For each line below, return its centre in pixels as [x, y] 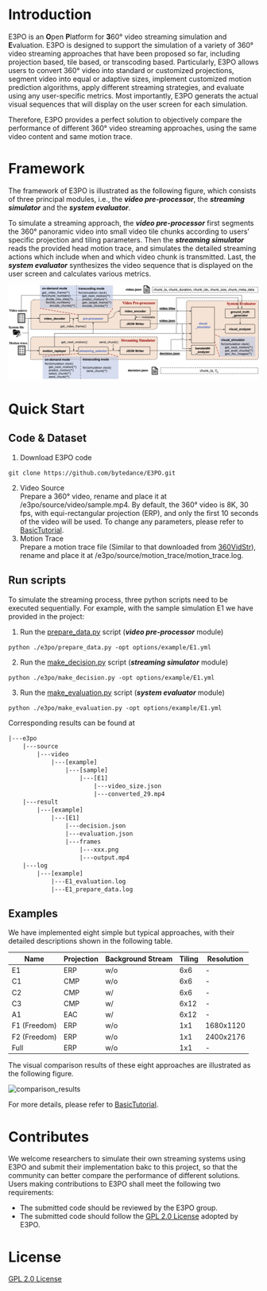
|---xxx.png [99, 849]
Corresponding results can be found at [72, 723]
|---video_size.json [127, 786]
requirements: [31, 1192]
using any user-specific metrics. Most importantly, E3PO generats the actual [133, 95]
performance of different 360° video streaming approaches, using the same [132, 128]
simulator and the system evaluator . [70, 207]
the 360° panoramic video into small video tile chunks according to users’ [129, 231]
